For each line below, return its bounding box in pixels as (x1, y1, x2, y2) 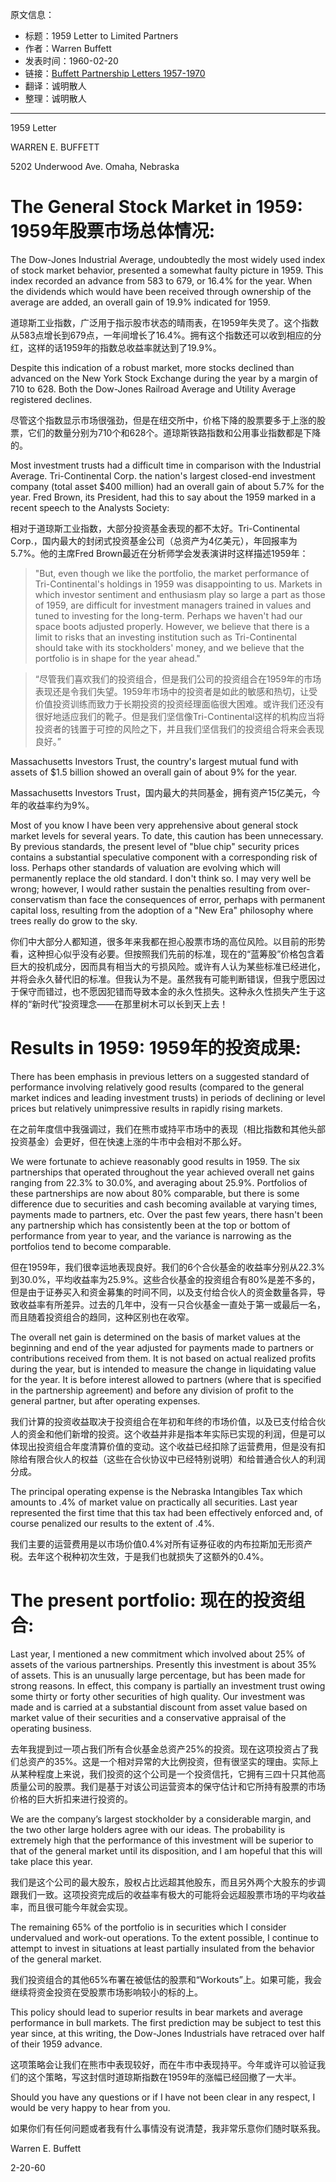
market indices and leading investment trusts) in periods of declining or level (10, 1091, 326, 1103)
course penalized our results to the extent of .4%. (10, 1517, 215, 1529)
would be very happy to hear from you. (10, 2101, 171, 2113)
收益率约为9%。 (27, 799, 95, 811)
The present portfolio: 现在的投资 (10, 1589, 288, 1612)
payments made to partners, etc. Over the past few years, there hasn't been (10, 1208, 323, 1220)
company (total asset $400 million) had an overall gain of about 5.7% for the (10, 480, 325, 492)
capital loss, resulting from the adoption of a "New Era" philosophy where (10, 904, 314, 916)
